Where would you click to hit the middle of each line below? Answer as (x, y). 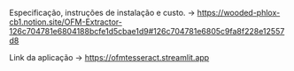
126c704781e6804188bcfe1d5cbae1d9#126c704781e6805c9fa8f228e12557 (147, 31)
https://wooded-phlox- (239, 13)
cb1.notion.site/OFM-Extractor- (66, 22)
